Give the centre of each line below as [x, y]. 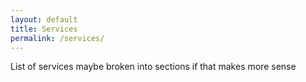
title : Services [44, 29]
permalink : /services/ [57, 38]
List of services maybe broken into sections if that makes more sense [153, 67]
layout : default [44, 19]
